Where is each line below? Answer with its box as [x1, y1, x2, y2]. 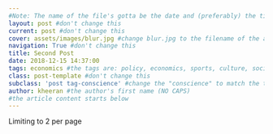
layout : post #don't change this [8, 19, 122, 27]
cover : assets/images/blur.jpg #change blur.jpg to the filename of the [8, 34, 260, 43]
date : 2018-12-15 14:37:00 [8, 57, 100, 65]
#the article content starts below [8, 94, 129, 103]
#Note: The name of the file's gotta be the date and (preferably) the [8, 11, 256, 20]
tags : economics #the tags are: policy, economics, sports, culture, [8, 65, 249, 73]
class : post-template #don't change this [8, 72, 151, 80]
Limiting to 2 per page [8, 116, 83, 126]
